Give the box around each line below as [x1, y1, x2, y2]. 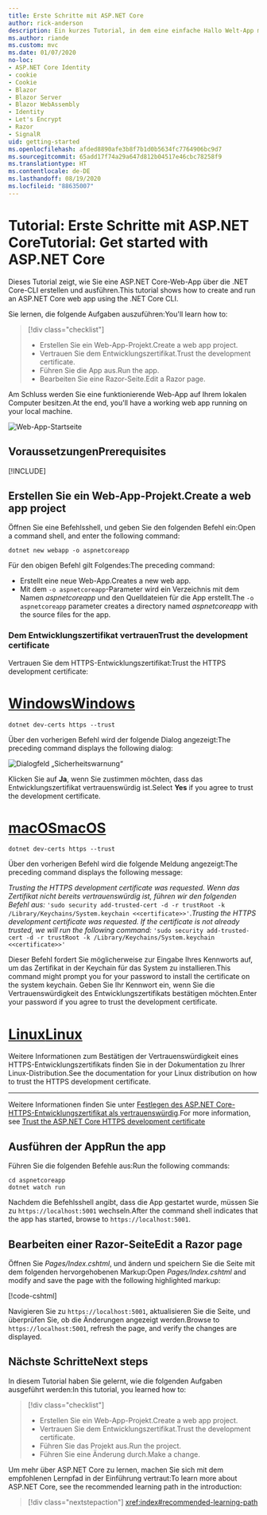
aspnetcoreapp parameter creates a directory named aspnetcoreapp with [19, 601, 258, 611]
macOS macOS [8, 819, 106, 837]
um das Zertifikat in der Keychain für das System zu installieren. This [8, 963, 231, 973]
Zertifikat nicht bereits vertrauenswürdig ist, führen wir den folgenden [8, 891, 237, 901]
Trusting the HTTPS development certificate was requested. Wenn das [8, 883, 240, 893]
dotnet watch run [8, 1183, 66, 1192]
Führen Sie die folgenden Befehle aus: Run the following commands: [8, 1161, 230, 1171]
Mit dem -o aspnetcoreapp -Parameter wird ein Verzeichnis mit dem [19, 584, 240, 594]
